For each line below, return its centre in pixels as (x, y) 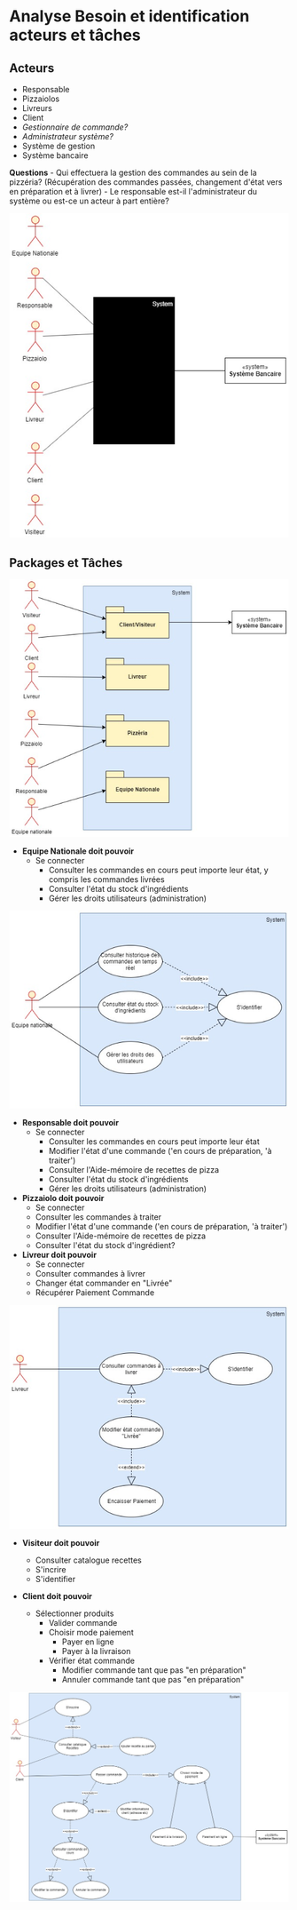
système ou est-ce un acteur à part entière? (90, 201)
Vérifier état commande (92, 1661)
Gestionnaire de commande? (75, 127)
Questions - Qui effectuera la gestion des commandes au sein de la (133, 172)
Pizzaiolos (41, 99)
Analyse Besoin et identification (129, 16)
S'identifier (55, 1580)
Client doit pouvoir (57, 1596)
